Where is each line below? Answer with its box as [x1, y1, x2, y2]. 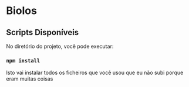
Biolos [6, 4, 37, 18]
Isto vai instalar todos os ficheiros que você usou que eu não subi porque [6, 69, 184, 76]
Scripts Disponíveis [6, 27, 79, 37]
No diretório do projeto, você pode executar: [6, 43, 114, 50]
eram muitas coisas [6, 75, 53, 82]
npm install [6, 57, 41, 64]
